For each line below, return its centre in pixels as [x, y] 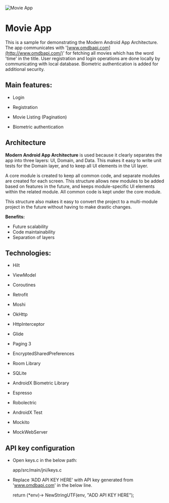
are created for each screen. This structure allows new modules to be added [85, 181]
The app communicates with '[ [37, 48]
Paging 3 [22, 344]
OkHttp [20, 315]
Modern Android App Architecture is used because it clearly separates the [84, 155]
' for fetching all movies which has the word [108, 53]
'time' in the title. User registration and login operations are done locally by [83, 58]
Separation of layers [34, 237]
